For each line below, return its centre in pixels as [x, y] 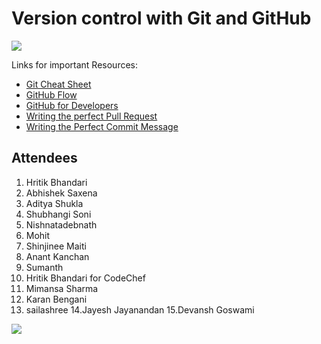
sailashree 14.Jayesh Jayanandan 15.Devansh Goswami [140, 309]
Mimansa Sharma [62, 288]
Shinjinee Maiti [56, 246]
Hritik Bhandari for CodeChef [85, 278]
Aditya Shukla [54, 203]
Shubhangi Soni [58, 214]
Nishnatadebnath [61, 224]
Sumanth [44, 267]
